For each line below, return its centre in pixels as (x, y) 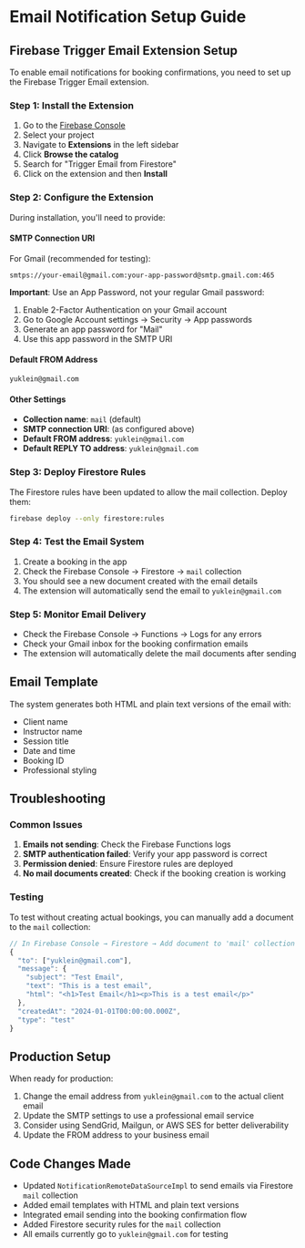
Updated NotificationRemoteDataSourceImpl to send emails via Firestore (158, 1186)
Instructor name (52, 731)
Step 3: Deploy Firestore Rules (78, 472)
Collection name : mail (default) (82, 419)
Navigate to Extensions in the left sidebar (101, 145)
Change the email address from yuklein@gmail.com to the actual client (153, 1097)
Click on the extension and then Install (95, 174)
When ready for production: (61, 1078)
